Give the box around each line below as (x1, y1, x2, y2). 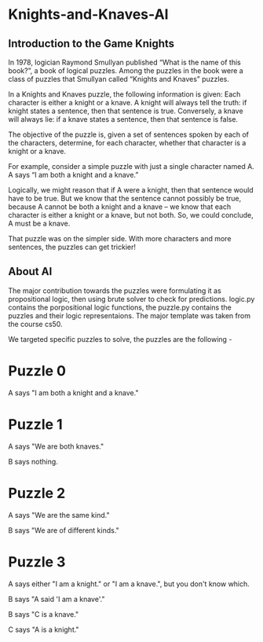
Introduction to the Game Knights (8, 37, 175, 50)
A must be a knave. (8, 218, 71, 228)
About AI (8, 265, 53, 278)
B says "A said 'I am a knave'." (8, 594, 105, 603)
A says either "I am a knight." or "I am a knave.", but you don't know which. (8, 579, 250, 589)
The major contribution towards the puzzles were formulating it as (8, 285, 221, 295)
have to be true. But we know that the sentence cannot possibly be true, (8, 194, 242, 203)
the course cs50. (8, 319, 63, 328)
